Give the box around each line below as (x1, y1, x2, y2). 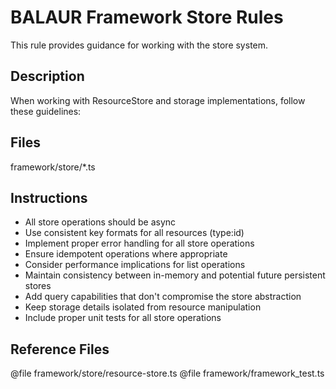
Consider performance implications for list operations (24, 259, 246, 271)
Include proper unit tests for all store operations (24, 312, 222, 324)
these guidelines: (10, 105, 82, 117)
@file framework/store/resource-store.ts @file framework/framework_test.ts (10, 367, 325, 380)
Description (10, 68, 85, 85)
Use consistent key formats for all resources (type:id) (24, 227, 245, 239)
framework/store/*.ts (10, 161, 96, 173)
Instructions (10, 189, 88, 206)
